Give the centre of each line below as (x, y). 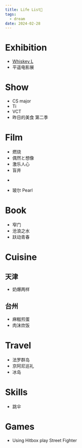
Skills (16, 392)
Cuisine (21, 257)
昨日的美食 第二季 (30, 117)
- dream (17, 19)
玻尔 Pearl (22, 191)
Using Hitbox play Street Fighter (44, 440)
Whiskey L (23, 62)
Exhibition (26, 48)
